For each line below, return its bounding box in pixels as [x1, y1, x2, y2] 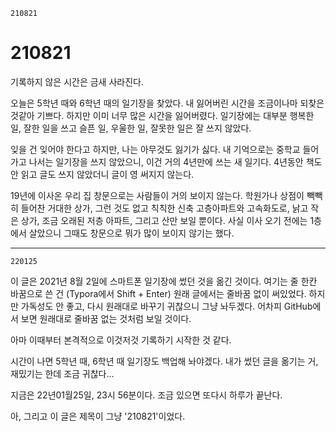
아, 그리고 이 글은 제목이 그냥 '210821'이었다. [10, 410, 186, 422]
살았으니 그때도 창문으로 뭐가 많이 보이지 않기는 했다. [28, 227, 235, 239]
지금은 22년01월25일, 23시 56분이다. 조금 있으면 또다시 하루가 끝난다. [10, 389, 283, 401]
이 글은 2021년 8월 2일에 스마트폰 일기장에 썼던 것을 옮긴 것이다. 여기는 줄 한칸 [10, 275, 318, 287]
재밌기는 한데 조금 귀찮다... [10, 367, 115, 379]
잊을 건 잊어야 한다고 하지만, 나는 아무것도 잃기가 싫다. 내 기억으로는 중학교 [10, 143, 301, 155]
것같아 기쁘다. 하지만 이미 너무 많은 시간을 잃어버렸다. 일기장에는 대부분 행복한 [10, 109, 315, 121]
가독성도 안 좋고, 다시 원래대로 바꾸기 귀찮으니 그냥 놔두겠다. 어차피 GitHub [20, 300, 313, 312]
